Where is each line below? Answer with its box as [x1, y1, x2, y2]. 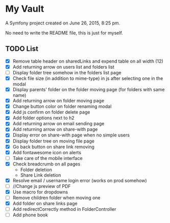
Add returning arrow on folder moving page [12, 98, 105, 104]
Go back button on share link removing [12, 144, 94, 150]
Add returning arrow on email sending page [12, 121, 105, 127]
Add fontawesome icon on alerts [12, 149, 82, 155]
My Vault [5, 3, 44, 15]
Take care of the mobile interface [12, 155, 83, 161]
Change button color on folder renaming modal [12, 103, 112, 109]
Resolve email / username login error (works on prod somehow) [12, 177, 147, 183]
